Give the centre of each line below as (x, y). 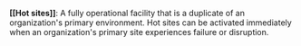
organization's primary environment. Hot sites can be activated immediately (150, 23)
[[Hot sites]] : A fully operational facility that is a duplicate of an (127, 13)
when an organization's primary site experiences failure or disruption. (139, 32)
